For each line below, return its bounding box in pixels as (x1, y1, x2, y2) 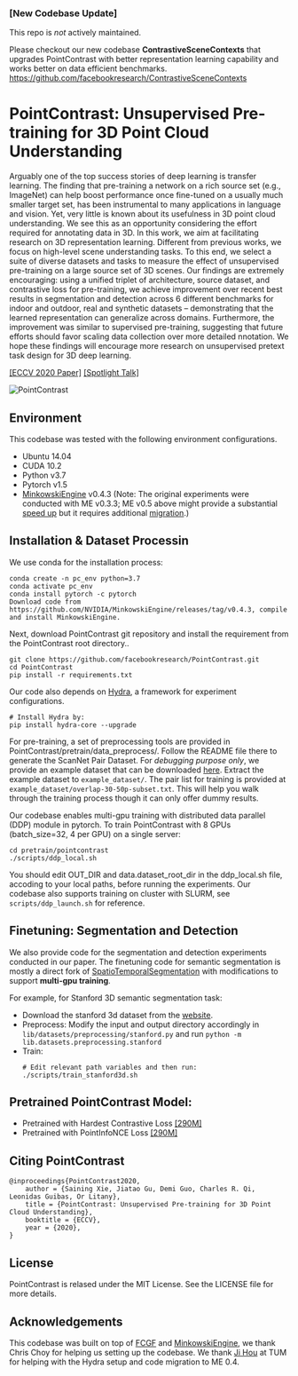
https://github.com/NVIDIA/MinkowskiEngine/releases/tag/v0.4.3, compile (9, 605, 288, 614)
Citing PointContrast (9, 1153, 125, 1168)
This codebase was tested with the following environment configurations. (9, 434, 278, 445)
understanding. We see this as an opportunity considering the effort (9, 218, 257, 229)
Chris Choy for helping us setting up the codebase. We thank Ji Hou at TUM (9, 1347, 287, 1357)
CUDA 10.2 (21, 461, 62, 471)
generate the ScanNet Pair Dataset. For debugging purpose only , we (9, 755, 260, 765)
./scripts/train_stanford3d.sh (21, 1071, 138, 1079)
